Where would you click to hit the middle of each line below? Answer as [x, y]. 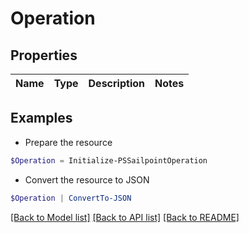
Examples [41, 118]
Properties [44, 55]
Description [116, 83]
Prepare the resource [68, 142]
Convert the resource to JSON [87, 179]
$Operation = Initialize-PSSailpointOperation [109, 160]
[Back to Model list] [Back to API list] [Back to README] [125, 217]
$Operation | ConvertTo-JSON [71, 198]
